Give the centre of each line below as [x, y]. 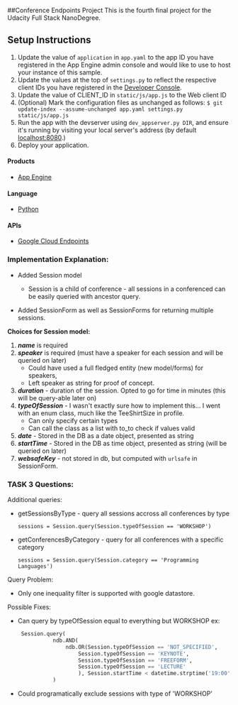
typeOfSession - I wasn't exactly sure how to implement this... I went [119, 405]
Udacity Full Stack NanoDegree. [54, 18]
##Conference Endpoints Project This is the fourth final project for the [109, 10]
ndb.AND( [66, 640]
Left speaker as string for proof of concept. [91, 383]
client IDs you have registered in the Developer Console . [100, 87]
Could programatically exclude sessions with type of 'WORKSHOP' [115, 694]
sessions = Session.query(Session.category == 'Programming [108, 560]
